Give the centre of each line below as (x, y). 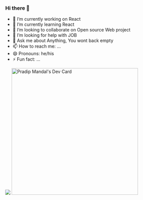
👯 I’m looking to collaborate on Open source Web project (71, 30)
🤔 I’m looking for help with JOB (45, 35)
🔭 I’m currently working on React (46, 19)
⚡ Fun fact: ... (26, 59)
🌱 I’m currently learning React (43, 24)
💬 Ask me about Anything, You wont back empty (63, 41)
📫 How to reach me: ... (37, 46)
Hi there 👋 (18, 8)
